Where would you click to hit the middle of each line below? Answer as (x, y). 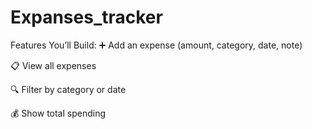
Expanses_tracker (86, 17)
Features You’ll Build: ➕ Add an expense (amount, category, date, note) (156, 45)
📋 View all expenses (53, 65)
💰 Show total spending (58, 113)
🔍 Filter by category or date (68, 89)
